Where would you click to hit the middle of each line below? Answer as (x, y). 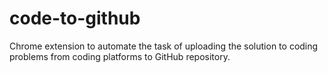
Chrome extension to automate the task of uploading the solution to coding (164, 46)
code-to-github (75, 18)
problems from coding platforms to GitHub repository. (120, 56)
